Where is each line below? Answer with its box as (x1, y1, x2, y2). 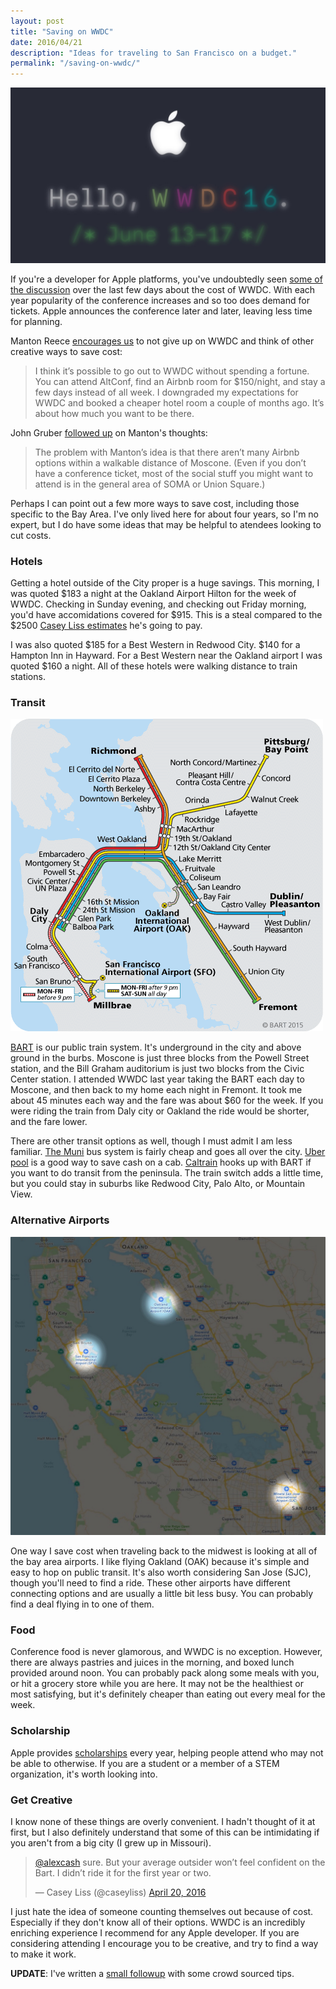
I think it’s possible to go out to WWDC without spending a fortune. (34, 365, 310, 377)
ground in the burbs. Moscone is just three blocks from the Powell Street (10, 1052, 310, 1064)
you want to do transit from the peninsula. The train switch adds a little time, (10, 1167, 324, 1179)
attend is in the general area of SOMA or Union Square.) (34, 478, 266, 490)
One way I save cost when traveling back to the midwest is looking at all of (10, 1545, 318, 1557)
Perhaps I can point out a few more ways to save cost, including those (10, 497, 300, 509)
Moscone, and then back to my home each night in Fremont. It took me (10, 1084, 303, 1096)
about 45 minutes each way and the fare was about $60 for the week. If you (10, 1095, 324, 1107)
